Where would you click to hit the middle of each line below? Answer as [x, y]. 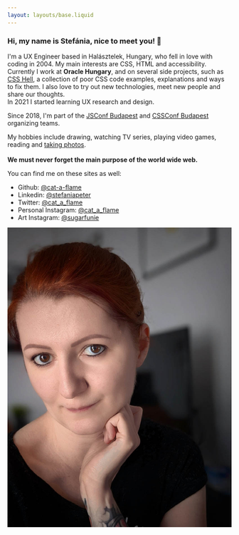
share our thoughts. [36, 94]
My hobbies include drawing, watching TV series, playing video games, [112, 137]
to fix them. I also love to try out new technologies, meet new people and [114, 86]
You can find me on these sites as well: [65, 173]
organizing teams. [34, 123]
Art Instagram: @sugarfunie [58, 217]
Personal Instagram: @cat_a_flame [68, 209]
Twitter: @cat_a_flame [50, 202]
